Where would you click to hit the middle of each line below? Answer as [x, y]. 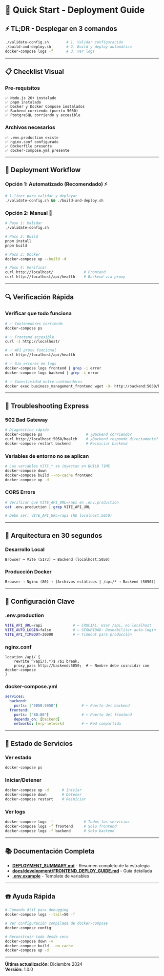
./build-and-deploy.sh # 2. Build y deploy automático [69, 47]
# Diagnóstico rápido [27, 430]
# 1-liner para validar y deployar [41, 196]
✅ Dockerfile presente [29, 146]
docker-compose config [28, 928]
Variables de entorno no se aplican [47, 456]
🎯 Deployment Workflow [43, 170]
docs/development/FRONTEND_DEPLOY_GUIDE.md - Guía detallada [82, 871]
